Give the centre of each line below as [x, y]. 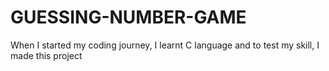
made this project [46, 55]
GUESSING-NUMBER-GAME [128, 17]
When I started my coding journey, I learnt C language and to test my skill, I [165, 45]
